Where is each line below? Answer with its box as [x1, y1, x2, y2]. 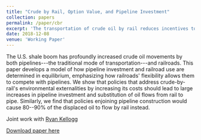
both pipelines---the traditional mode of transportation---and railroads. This [6, 59, 193, 66]
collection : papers [6, 14, 55, 20]
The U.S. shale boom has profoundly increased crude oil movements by [6, 53, 182, 60]
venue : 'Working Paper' [6, 36, 66, 42]
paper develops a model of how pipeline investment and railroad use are [6, 66, 184, 72]
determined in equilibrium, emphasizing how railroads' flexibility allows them [6, 72, 194, 79]
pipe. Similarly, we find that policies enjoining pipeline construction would [6, 98, 187, 105]
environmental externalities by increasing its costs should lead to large [19, 85, 193, 92]
